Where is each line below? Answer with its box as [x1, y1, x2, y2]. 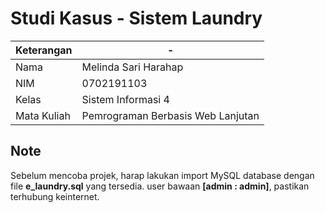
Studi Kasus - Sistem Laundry [10, 7, 263, 30]
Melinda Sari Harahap [81, 60, 184, 74]
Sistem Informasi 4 [81, 92, 170, 106]
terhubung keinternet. [10, 190, 100, 202]
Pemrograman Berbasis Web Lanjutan [81, 108, 260, 122]
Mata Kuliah [15, 108, 71, 122]
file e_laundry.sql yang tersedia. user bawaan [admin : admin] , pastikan [10, 180, 310, 192]
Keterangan [15, 43, 73, 57]
